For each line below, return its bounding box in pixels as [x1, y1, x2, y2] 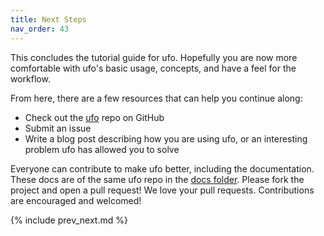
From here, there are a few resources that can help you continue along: [10, 92, 303, 104]
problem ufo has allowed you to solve [24, 143, 180, 155]
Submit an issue [24, 122, 92, 134]
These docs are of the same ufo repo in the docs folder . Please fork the [10, 173, 305, 185]
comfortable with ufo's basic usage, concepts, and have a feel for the [10, 62, 297, 74]
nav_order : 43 [10, 24, 70, 34]
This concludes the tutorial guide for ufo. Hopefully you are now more [10, 51, 298, 63]
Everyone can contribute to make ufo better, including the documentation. [10, 162, 315, 175]
